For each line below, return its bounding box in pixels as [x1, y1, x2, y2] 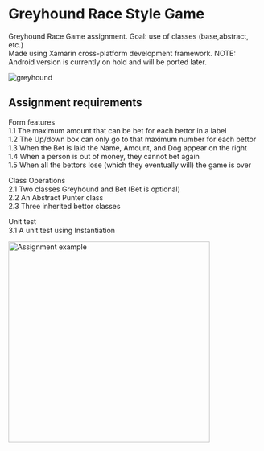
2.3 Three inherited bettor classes [8, 201, 121, 211]
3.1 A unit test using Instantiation [8, 225, 115, 235]
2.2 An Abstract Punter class [8, 192, 104, 202]
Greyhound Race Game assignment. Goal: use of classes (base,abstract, [8, 31, 250, 41]
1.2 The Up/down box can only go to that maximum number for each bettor [8, 134, 257, 144]
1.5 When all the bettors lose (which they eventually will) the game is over [8, 160, 252, 170]
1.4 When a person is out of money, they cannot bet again [8, 151, 200, 161]
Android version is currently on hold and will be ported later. [8, 57, 207, 67]
